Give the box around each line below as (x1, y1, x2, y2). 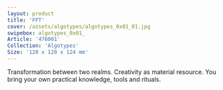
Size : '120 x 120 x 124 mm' (7, 49, 89, 56)
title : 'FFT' (7, 17, 45, 24)
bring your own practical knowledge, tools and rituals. (7, 75, 161, 83)
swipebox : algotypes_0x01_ (7, 29, 85, 37)
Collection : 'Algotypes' (7, 42, 79, 49)
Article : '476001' (7, 36, 60, 43)
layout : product (7, 10, 54, 17)
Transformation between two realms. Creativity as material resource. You (7, 67, 217, 76)
